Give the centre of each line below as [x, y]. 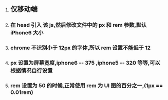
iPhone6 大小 [27, 33]
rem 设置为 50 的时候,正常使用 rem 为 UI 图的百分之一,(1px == [87, 86]
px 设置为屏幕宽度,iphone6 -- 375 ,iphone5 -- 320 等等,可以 [85, 63]
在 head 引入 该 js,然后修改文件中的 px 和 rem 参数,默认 [78, 25]
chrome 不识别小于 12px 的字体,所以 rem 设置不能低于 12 [80, 48]
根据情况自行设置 [31, 71]
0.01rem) [22, 92]
